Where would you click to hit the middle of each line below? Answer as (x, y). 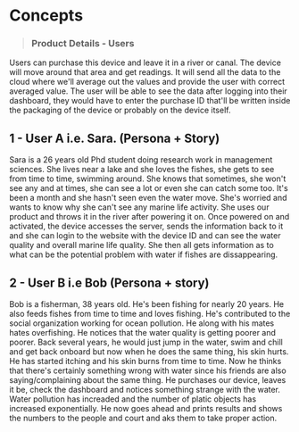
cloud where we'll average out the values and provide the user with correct (147, 82)
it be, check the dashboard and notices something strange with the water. (145, 390)
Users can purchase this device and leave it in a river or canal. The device (145, 62)
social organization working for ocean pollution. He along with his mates (142, 323)
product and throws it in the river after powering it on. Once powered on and (149, 217)
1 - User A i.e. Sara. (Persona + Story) (115, 138)
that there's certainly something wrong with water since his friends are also (148, 370)
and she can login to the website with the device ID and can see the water (145, 236)
